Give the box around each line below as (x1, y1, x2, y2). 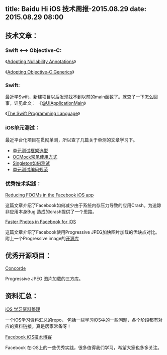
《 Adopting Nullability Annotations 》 (5, 58, 76, 64)
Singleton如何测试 (12, 160, 50, 166)
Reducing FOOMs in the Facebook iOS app (5, 192, 94, 198)
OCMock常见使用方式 (12, 154, 58, 160)
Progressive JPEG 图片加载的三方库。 (5, 275, 83, 281)
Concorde (5, 265, 26, 271)
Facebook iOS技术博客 (5, 334, 52, 340)
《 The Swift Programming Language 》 (5, 110, 80, 117)
